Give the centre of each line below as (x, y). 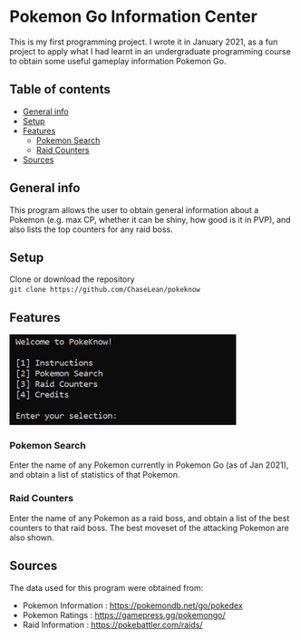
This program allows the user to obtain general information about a (134, 209)
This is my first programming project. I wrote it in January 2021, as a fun (144, 42)
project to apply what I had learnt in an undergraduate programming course (150, 51)
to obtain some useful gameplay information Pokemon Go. (118, 61)
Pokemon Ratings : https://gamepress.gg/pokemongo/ (124, 615)
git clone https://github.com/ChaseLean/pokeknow (105, 290)
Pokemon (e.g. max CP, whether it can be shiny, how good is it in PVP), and (150, 219)
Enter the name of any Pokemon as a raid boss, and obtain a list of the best (150, 518)
